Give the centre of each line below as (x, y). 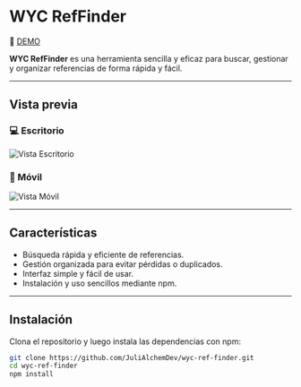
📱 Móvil (26, 176)
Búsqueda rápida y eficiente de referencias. (103, 254)
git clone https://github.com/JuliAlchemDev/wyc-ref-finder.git (132, 357)
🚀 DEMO (25, 41)
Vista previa (43, 105)
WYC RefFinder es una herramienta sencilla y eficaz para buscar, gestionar (149, 58)
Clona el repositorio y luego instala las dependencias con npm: (125, 341)
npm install (31, 374)
